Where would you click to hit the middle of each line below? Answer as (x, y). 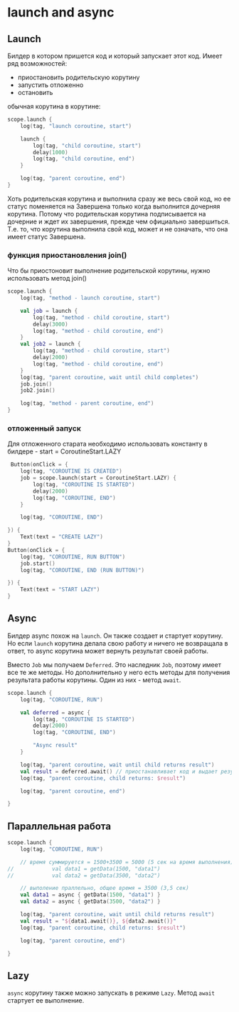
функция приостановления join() (67, 255)
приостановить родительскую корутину (79, 77)
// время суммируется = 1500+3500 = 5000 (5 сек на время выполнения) (127, 862)
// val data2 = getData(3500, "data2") (84, 876)
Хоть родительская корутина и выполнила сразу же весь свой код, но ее (119, 199)
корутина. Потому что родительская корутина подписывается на (107, 214)
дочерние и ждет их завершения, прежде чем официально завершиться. (119, 221)
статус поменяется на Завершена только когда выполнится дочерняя (114, 206)
